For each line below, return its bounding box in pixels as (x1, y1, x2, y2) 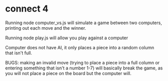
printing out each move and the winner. (5, 25, 86, 31)
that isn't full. (5, 50, 33, 56)
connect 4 (5, 3, 49, 15)
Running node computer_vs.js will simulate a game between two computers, (5, 20, 162, 26)
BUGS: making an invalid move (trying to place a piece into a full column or (5, 59, 160, 65)
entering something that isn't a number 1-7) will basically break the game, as (5, 65, 163, 71)
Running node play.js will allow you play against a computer (5, 35, 128, 41)
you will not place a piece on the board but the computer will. (5, 70, 132, 76)
